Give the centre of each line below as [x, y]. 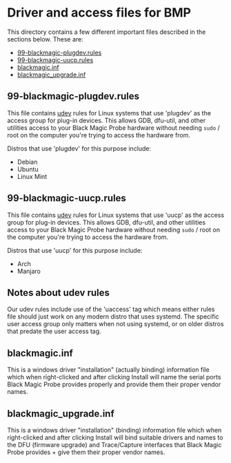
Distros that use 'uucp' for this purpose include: [75, 250]
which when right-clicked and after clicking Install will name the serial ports [114, 377]
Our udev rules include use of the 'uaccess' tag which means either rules [111, 310]
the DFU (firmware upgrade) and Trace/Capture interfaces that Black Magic [114, 445]
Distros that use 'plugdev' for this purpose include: [79, 148]
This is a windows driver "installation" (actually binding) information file [108, 370]
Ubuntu [28, 169]
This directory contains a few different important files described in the [107, 32]
